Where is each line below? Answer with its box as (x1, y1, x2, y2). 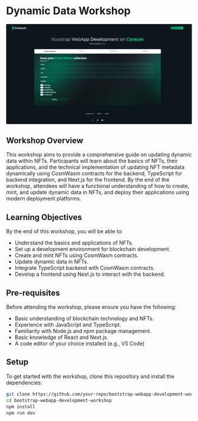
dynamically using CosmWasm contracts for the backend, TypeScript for (6, 170, 183, 177)
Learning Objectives (6, 212, 82, 222)
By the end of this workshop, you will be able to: (6, 228, 123, 235)
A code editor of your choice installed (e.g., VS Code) (14, 340, 145, 347)
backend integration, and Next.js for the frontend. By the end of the (6, 176, 170, 184)
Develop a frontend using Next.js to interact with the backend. (14, 270, 166, 278)
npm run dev (6, 410, 35, 416)
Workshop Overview (6, 136, 84, 146)
